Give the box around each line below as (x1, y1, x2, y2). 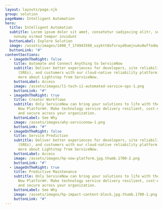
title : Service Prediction (14, 133, 68, 138)
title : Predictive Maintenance (14, 169, 77, 175)
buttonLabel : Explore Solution (9, 39, 73, 44)
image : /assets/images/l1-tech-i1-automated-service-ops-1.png (14, 83, 145, 89)
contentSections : (5, 52, 40, 57)
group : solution (5, 12, 38, 16)
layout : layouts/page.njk (5, 7, 57, 12)
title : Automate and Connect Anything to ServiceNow (14, 61, 123, 66)
